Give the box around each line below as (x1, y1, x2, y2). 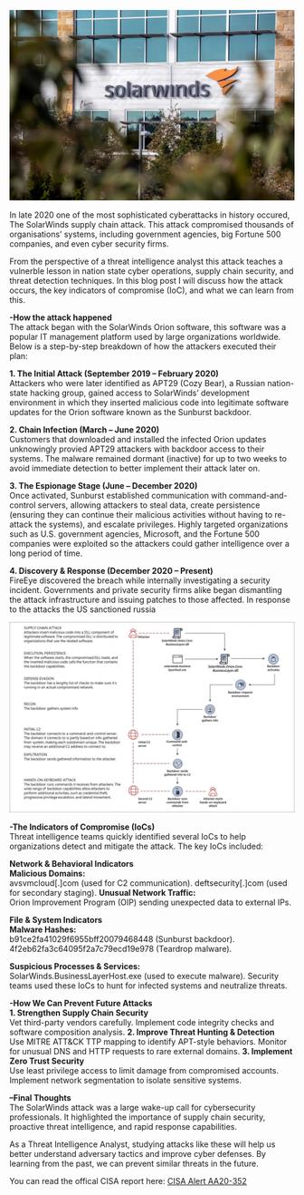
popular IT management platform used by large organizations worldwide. (9, 332, 281, 343)
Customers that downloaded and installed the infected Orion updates (9, 434, 267, 445)
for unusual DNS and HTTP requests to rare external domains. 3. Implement (9, 1045, 293, 1056)
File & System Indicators (9, 914, 102, 925)
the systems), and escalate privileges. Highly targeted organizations (34, 519, 289, 530)
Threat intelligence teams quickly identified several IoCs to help (9, 831, 246, 841)
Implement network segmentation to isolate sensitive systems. (9, 1074, 242, 1085)
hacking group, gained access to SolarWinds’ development (30, 387, 251, 399)
